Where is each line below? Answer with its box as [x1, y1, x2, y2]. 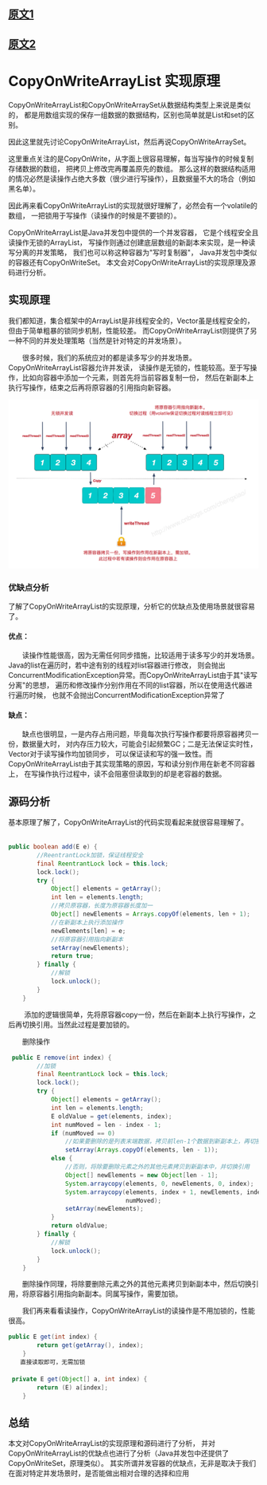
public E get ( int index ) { [8, 1333, 98, 1341]
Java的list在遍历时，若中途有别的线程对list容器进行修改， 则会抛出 [8, 660, 226, 670]
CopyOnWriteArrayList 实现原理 [8, 72, 221, 90]
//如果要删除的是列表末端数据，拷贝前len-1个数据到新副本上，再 [64, 1137, 250, 1146]
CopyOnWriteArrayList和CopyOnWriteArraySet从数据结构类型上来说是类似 [8, 100, 251, 109]
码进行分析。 [8, 267, 50, 277]
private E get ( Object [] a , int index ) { [11, 1375, 148, 1383]
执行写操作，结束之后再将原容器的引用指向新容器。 [8, 382, 176, 392]
